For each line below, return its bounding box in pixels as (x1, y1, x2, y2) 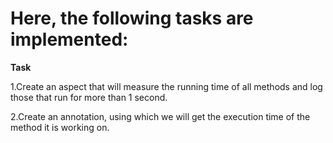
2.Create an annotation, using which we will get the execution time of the (10, 110, 311, 122)
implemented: (10, 28, 129, 51)
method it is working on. (10, 121, 110, 133)
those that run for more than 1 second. (10, 91, 168, 103)
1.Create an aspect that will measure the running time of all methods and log (10, 80, 323, 92)
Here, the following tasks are (10, 7, 254, 30)
